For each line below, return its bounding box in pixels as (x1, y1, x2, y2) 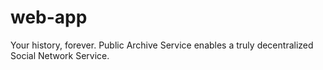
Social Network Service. (10, 49, 110, 61)
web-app (10, 6, 88, 29)
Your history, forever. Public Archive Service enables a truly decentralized (10, 39, 314, 51)
